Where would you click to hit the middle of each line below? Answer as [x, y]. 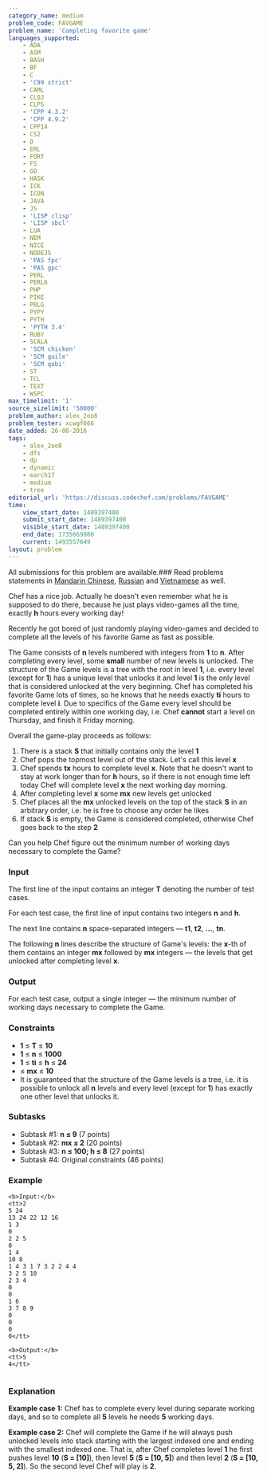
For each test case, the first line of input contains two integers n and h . [125, 913]
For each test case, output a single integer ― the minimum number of [122, 999]
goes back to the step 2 [59, 827]
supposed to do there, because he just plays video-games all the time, [124, 604]
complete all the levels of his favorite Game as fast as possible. [112, 637]
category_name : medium [46, 16]
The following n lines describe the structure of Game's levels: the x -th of [128, 944]
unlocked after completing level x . [64, 961]
